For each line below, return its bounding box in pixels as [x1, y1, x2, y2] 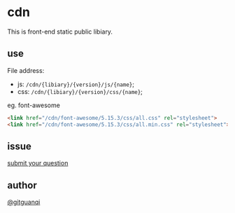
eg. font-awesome [7, 101, 61, 109]
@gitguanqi [7, 198, 41, 207]
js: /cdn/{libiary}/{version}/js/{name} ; [17, 80, 135, 88]
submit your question [7, 159, 69, 167]
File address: [7, 66, 45, 74]
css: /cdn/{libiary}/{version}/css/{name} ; [17, 87, 143, 95]
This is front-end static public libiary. [7, 27, 113, 36]
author [7, 179, 37, 191]
